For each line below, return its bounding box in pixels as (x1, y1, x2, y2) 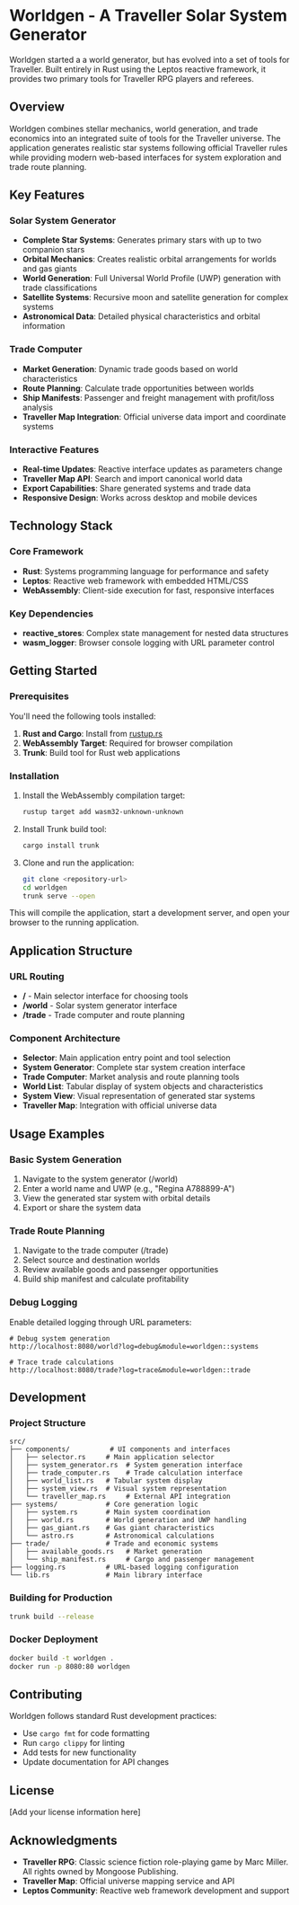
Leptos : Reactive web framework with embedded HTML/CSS (22, 575, 249, 586)
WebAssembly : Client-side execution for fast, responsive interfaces (22, 585, 275, 596)
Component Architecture (9, 1032, 121, 1044)
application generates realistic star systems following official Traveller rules (9, 142, 288, 153)
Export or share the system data (22, 1202, 142, 1213)
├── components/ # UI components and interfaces (9, 1445, 231, 1454)
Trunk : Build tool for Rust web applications (22, 747, 181, 758)
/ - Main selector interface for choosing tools (22, 990, 189, 1002)
